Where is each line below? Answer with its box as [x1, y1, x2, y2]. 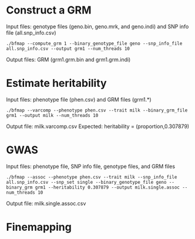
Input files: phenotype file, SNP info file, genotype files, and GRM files [6, 163, 175, 170]
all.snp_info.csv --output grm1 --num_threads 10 [6, 45, 130, 52]
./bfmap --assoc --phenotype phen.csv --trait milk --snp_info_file [6, 174, 177, 180]
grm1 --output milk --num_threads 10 [6, 112, 99, 118]
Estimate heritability [6, 77, 107, 90]
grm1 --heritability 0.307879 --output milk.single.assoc [35, 184, 180, 190]
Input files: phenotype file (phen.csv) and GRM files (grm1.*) [6, 96, 152, 103]
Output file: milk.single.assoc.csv [6, 200, 86, 207]
